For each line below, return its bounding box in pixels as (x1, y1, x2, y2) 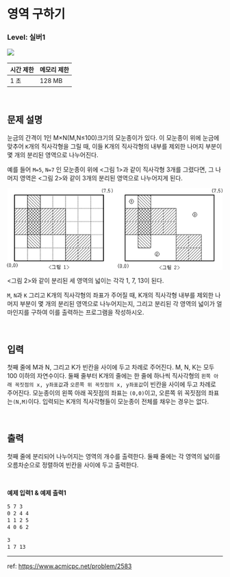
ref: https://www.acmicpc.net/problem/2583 (7, 562, 132, 570)
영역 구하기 (7, 6, 66, 22)
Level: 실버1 (7, 32, 46, 42)
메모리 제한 (40, 65, 70, 73)
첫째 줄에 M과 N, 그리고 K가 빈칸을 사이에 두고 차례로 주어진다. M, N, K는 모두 (7, 363, 215, 371)
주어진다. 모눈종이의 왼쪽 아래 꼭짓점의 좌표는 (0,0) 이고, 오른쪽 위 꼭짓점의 (7, 389, 207, 397)
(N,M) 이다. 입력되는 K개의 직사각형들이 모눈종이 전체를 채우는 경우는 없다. (12, 397, 209, 405)
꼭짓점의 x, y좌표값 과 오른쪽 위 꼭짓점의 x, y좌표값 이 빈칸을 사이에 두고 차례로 (14, 380, 217, 388)
